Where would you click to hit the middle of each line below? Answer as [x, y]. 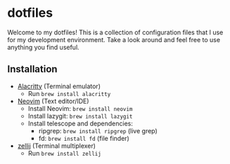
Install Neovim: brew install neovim [80, 108]
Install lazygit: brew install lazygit [80, 116]
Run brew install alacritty [69, 93]
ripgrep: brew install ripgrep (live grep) [98, 130]
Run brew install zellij [65, 153]
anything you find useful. [43, 47]
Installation [32, 69]
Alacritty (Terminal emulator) [59, 86]
